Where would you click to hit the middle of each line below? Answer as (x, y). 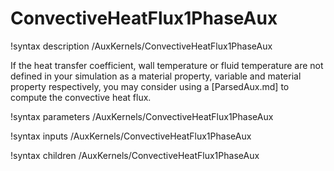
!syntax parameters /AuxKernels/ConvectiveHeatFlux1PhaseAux (142, 116)
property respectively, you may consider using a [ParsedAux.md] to (150, 86)
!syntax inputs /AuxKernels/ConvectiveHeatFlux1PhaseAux (131, 136)
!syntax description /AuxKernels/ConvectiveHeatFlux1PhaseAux (141, 46)
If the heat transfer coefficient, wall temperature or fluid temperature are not (167, 65)
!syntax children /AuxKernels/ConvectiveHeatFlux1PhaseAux (135, 155)
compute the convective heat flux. (81, 97)
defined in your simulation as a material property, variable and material (156, 76)
